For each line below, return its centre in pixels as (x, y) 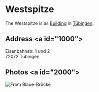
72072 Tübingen (22, 56)
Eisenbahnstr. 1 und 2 (28, 51)
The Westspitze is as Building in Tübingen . (49, 23)
